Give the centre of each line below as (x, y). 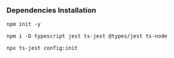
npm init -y (23, 25)
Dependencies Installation (51, 10)
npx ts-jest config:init (42, 48)
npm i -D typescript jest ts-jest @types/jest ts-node (87, 36)
